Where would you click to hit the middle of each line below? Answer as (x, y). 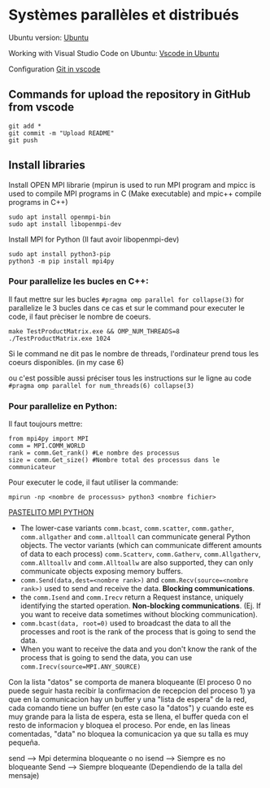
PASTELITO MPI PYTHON (51, 512)
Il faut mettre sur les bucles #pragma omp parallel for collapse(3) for (126, 299)
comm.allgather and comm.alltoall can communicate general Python (135, 537)
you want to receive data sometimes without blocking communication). (139, 615)
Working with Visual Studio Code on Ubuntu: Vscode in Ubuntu (114, 53)
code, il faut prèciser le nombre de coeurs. (80, 316)
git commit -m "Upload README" (61, 133)
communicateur (33, 468)
